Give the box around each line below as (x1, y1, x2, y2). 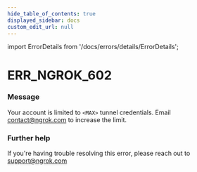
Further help (7, 133, 51, 143)
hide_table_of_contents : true (7, 10, 96, 18)
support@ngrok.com (7, 157, 68, 165)
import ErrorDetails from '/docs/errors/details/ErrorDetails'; (7, 43, 179, 51)
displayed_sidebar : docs (7, 17, 80, 24)
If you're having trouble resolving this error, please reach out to (7, 149, 191, 158)
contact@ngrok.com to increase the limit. (7, 115, 127, 124)
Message (7, 92, 40, 102)
